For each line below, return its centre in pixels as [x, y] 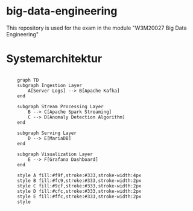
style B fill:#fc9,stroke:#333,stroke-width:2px [79, 180]
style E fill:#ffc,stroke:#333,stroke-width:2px [79, 196]
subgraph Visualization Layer [55, 154]
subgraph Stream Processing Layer [60, 106]
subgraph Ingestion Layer [50, 85]
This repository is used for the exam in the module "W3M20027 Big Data [96, 28]
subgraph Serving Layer [47, 133]
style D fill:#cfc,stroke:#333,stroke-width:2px [79, 191]
